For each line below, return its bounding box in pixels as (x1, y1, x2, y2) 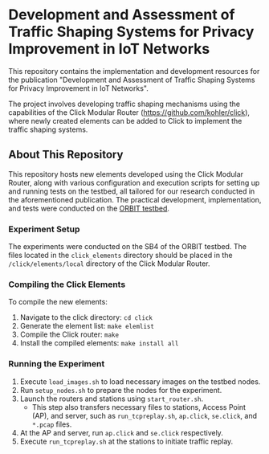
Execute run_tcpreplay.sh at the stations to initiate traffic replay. (19, 436, 234, 446)
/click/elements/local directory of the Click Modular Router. (8, 259, 210, 268)
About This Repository (8, 148, 124, 162)
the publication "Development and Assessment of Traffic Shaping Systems (8, 75, 255, 84)
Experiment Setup (8, 223, 80, 235)
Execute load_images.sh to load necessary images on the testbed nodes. (19, 376, 261, 387)
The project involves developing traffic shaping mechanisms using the (8, 99, 241, 108)
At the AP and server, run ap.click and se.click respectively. (19, 427, 223, 437)
